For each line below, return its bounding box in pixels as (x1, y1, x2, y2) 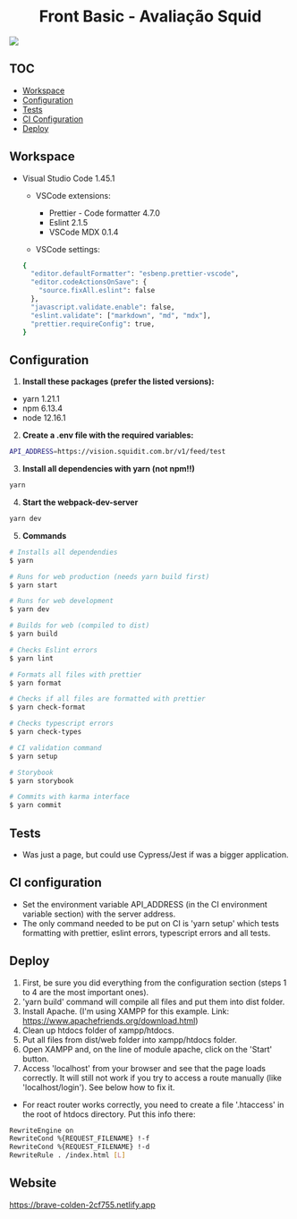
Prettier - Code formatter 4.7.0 (48, 208, 161, 218)
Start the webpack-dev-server (21, 497, 139, 507)
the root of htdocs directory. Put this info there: (21, 1108, 196, 1120)
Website (9, 1175, 56, 1191)
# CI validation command (9, 743, 102, 753)
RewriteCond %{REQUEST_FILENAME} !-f (9, 1134, 150, 1143)
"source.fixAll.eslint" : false (38, 286, 156, 295)
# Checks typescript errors (9, 719, 115, 729)
